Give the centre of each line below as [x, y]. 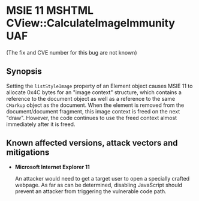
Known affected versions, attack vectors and [92, 143]
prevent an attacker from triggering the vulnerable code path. [91, 191]
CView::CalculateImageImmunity [91, 23]
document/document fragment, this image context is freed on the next [93, 111]
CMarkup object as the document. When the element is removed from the [95, 105]
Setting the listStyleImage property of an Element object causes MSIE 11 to [99, 86]
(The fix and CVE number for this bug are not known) [72, 52]
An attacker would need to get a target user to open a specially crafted [102, 178]
